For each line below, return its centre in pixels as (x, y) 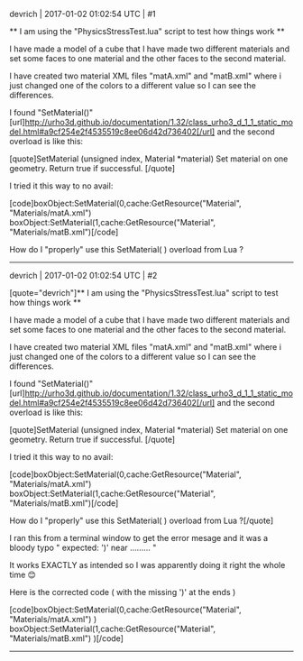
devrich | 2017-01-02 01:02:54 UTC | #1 (83, 14)
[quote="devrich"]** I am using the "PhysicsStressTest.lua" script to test (144, 293)
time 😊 (23, 574)
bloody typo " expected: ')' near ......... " (83, 547)
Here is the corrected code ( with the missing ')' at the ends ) (123, 592)
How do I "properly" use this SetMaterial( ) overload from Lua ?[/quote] (142, 520)
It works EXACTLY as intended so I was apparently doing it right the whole (147, 565)
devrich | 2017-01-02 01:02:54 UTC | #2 (83, 275)
